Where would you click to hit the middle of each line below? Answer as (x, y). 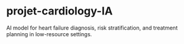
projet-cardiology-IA (59, 11)
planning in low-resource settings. (49, 34)
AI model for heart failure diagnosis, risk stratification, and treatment (92, 28)
